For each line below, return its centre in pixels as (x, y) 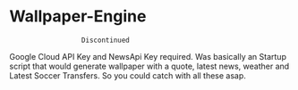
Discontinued (105, 40)
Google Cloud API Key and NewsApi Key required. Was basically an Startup (148, 56)
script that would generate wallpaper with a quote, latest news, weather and (149, 66)
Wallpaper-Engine (78, 16)
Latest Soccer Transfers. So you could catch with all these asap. (128, 75)
